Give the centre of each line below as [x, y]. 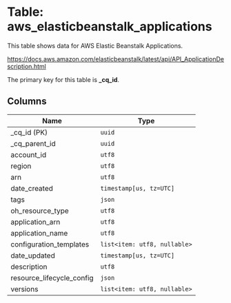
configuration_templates [50, 244]
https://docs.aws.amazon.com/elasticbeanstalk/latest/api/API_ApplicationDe [115, 59]
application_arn [36, 222]
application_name [39, 233]
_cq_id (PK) [29, 132]
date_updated [33, 255]
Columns [27, 102]
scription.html [27, 66]
